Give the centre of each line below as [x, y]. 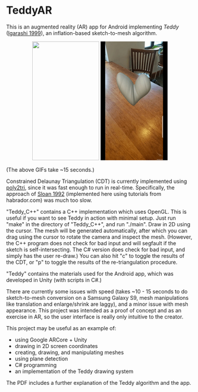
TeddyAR [29, 10]
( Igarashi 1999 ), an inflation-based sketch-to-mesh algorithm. [82, 33]
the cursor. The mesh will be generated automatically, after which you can [97, 230]
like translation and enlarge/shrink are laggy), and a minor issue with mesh [97, 304]
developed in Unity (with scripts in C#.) [54, 280]
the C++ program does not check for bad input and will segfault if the [91, 243]
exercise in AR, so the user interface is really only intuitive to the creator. [95, 317]
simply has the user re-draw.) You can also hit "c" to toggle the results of [95, 255]
